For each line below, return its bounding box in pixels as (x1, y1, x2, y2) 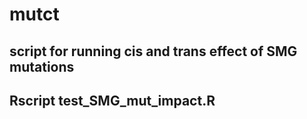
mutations (9, 58, 75, 75)
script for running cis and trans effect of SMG (9, 43, 298, 60)
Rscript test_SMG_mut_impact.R (9, 92, 216, 109)
